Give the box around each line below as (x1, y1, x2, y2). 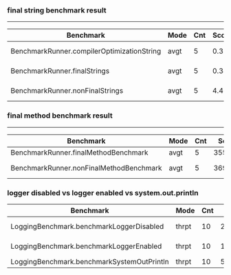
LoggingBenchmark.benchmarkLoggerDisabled (10, 221, 164, 231)
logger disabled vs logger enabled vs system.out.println (7, 188, 199, 197)
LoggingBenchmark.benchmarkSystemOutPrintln (10, 256, 170, 266)
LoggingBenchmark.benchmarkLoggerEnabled (10, 241, 162, 251)
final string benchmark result (7, 5, 107, 15)
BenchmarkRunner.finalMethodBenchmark (10, 147, 149, 157)
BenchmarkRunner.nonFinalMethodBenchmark (10, 163, 163, 173)
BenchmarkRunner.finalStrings (10, 66, 110, 76)
